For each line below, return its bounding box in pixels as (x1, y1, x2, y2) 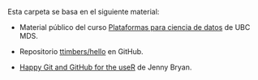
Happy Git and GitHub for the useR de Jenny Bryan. (19, 62, 192, 72)
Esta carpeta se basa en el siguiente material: (7, 7, 160, 16)
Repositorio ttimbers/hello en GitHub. (19, 47, 144, 56)
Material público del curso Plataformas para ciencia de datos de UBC (19, 23, 251, 32)
